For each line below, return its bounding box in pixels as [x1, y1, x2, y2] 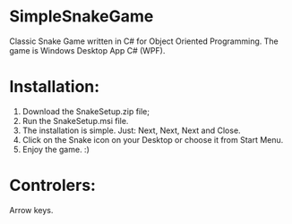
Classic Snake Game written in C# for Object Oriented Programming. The [9, 36, 279, 46]
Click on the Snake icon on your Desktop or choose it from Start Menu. [21, 134, 284, 145]
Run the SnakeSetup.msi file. [21, 115, 129, 126]
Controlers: [9, 176, 97, 195]
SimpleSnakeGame [9, 6, 154, 27]
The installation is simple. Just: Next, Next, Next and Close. [21, 125, 241, 136]
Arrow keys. [9, 204, 54, 215]
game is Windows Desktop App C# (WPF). [9, 45, 166, 55]
